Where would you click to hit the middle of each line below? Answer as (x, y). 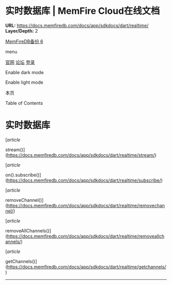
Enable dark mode (25, 72)
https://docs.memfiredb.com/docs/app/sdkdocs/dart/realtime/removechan (86, 205)
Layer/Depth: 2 (22, 31)
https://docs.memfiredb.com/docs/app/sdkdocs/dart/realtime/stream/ (81, 155)
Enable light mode (24, 82)
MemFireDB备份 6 (24, 41)
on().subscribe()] (23, 175)
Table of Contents (24, 103)
